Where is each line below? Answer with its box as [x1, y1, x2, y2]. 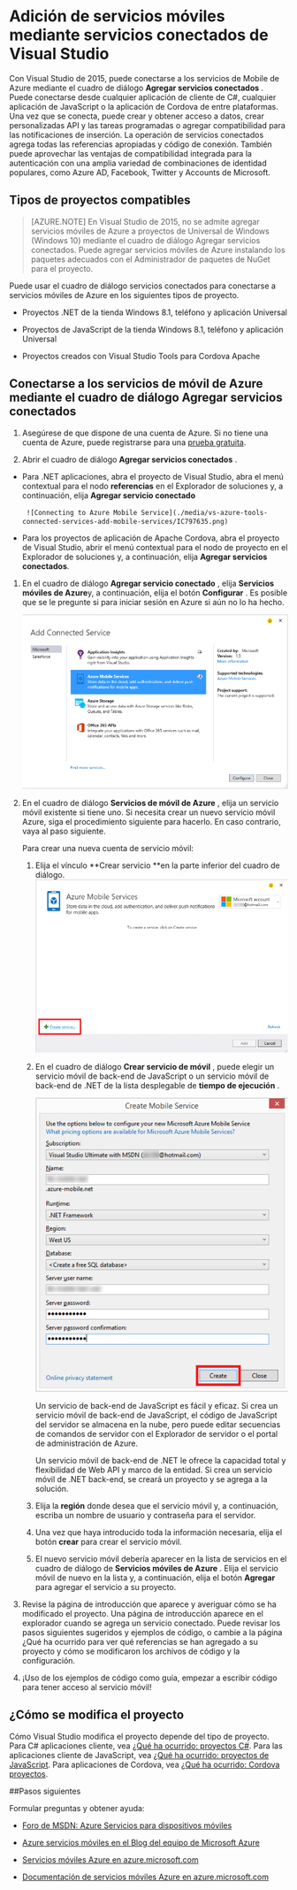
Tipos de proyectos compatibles [9, 193, 191, 208]
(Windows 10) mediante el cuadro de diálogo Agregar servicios [30, 234, 261, 245]
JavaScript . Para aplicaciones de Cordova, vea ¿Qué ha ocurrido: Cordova [9, 1759, 280, 1770]
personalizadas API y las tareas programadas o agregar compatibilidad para [9, 119, 286, 130]
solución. [34, 1483, 69, 1494]
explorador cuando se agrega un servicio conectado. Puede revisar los [21, 1617, 281, 1628]
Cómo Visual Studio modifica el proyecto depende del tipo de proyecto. [9, 1731, 270, 1741]
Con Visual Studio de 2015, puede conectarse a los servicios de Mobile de [9, 73, 280, 83]
